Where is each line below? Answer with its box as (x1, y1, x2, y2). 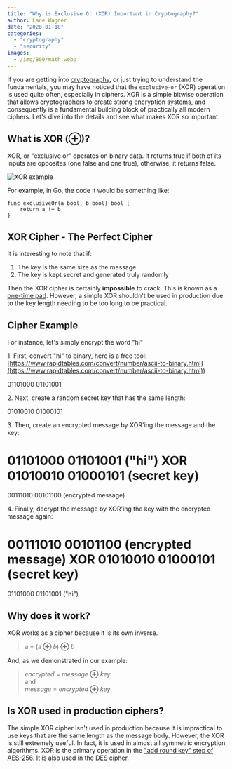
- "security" (13, 43, 52, 50)
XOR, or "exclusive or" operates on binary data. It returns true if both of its (7, 152, 222, 160)
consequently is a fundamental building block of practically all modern (7, 105, 210, 113)
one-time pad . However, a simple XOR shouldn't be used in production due (7, 292, 224, 300)
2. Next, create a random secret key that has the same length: (7, 394, 186, 402)
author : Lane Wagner (7, 17, 68, 24)
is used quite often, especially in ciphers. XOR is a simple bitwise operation (7, 90, 224, 98)
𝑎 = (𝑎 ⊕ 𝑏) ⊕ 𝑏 (24, 642, 75, 650)
